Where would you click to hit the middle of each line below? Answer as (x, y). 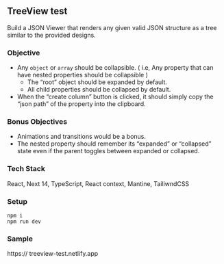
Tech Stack (26, 169)
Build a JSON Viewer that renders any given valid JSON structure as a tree (112, 27)
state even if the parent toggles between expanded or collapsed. (108, 151)
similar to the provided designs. (51, 35)
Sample (20, 239)
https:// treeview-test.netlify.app (53, 254)
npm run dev (24, 222)
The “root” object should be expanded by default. (97, 82)
